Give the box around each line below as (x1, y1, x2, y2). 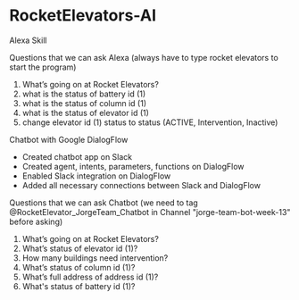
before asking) (9, 216, 63, 227)
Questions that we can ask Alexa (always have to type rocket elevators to (9, 52, 278, 62)
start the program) (9, 62, 77, 72)
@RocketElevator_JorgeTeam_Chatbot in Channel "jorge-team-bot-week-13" (9, 206, 291, 217)
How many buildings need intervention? (21, 252, 169, 263)
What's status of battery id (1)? (21, 280, 136, 291)
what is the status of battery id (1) (21, 88, 146, 99)
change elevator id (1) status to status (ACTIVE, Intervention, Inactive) (21, 117, 278, 128)
